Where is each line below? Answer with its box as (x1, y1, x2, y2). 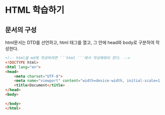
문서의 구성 (5, 26, 37, 34)
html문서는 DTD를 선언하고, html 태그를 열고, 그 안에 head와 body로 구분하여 (5, 40, 155, 45)
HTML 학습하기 (5, 4, 65, 16)
